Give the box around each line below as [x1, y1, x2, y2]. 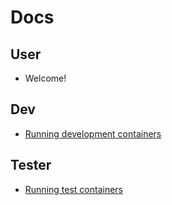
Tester [10, 157, 52, 174]
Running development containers [24, 127, 162, 140]
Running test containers [24, 183, 123, 195]
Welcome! [24, 72, 67, 84]
